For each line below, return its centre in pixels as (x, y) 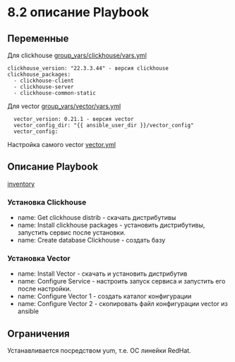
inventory (21, 184)
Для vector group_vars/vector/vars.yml (64, 106)
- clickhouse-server (44, 87)
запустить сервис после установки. (71, 233)
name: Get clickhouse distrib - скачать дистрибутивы (97, 218)
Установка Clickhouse (47, 202)
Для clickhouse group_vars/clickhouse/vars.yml (77, 55)
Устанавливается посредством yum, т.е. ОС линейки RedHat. (100, 351)
